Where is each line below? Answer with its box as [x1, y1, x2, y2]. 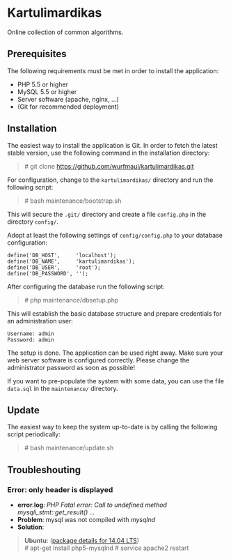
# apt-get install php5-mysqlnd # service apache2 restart [24, 544, 189, 552]
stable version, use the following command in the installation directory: [7, 148, 210, 157]
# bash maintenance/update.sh [24, 444, 114, 452]
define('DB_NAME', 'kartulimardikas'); [7, 258, 136, 265]
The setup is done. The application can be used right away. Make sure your [7, 349, 224, 357]
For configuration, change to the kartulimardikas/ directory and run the [7, 176, 214, 184]
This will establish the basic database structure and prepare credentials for [7, 309, 222, 318]
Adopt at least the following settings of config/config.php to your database [7, 231, 223, 239]
